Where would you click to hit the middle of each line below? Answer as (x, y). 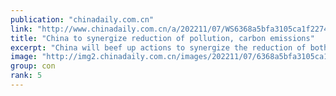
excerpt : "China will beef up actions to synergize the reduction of (158, 47)
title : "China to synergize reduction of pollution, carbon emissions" (162, 38)
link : (21, 29)
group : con (33, 66)
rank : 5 (26, 76)
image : (24, 57)
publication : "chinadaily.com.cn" (82, 19)
